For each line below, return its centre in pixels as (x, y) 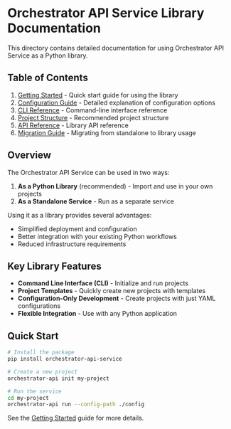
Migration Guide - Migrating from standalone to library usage (107, 132)
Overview (29, 155)
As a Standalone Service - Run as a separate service (96, 201)
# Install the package (41, 353)
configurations (39, 306)
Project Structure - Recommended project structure (93, 117)
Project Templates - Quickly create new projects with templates (112, 291)
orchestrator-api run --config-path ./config (76, 404)
